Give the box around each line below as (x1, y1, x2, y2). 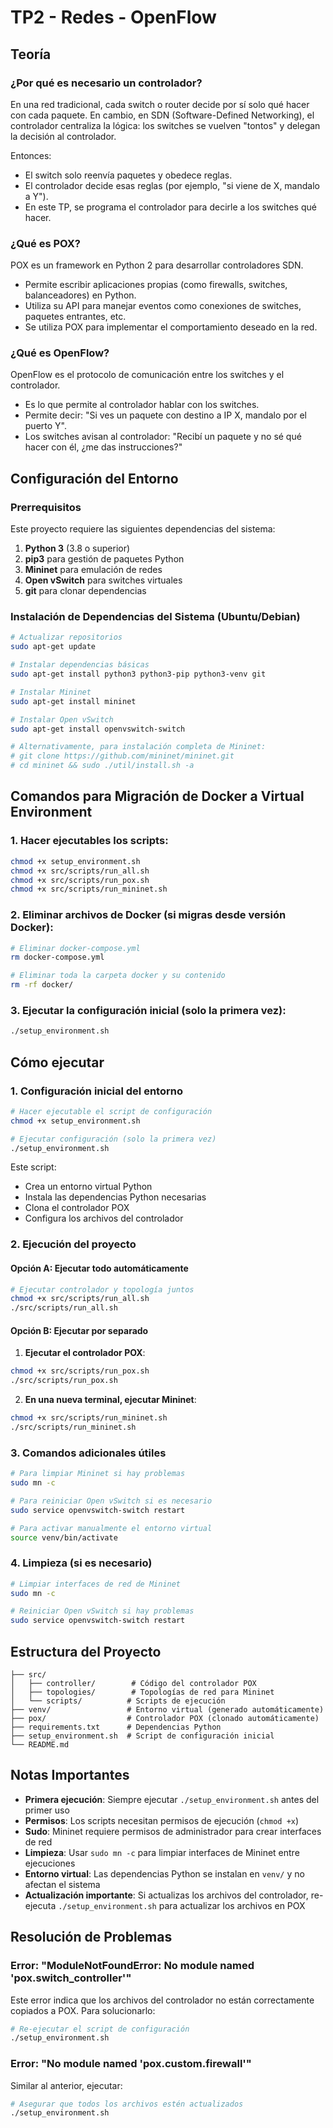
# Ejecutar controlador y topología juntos (10, 1284, 195, 1295)
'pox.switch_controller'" (10, 1971, 132, 1985)
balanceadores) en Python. (24, 289, 137, 301)
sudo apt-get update (10, 642, 97, 652)
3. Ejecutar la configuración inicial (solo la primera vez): (10, 1003, 287, 1017)
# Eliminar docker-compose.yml (10, 943, 141, 953)
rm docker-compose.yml (10, 952, 105, 963)
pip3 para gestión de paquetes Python (24, 553, 185, 565)
